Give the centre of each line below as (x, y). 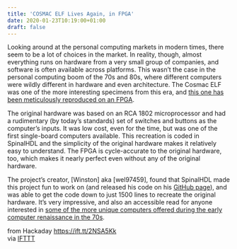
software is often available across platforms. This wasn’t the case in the (111, 70)
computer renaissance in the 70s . (56, 217)
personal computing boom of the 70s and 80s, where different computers (115, 77)
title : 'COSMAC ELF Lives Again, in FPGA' (71, 14)
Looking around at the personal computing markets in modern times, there (116, 47)
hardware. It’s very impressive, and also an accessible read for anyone (110, 202)
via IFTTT (21, 238)
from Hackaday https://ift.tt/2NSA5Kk (62, 231)
